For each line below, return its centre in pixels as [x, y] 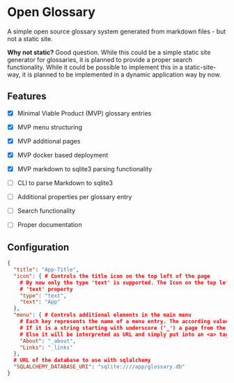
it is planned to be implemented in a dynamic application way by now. [122, 75]
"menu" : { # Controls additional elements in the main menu [102, 315]
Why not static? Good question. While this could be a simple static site [109, 52]
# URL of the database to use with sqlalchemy [82, 360]
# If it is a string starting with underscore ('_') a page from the [123, 328]
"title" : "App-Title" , [46, 269]
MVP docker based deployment [63, 155]
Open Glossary [52, 12]
